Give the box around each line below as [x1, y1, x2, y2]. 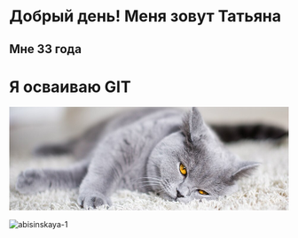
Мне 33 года [9, 42, 82, 57]
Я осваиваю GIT [9, 77, 131, 96]
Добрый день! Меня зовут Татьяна [9, 6, 282, 27]
